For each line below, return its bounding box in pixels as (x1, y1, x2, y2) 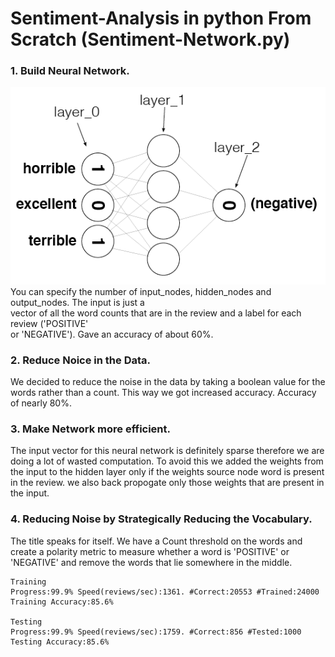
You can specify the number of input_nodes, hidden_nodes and (10, 285, 272, 297)
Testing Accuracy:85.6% (10, 637, 110, 647)
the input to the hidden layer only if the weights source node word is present (10, 466, 325, 478)
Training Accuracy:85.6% (10, 597, 114, 607)
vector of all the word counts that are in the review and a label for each (10, 307, 302, 319)
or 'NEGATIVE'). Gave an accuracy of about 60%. (10, 328, 214, 340)
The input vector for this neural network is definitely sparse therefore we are (10, 445, 325, 457)
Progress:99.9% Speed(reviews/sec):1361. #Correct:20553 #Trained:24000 (10, 587, 320, 597)
